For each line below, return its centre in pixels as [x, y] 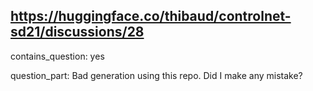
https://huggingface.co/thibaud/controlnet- [151, 16]
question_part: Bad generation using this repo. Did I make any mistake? [156, 75]
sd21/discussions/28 [77, 32]
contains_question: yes [57, 56]
